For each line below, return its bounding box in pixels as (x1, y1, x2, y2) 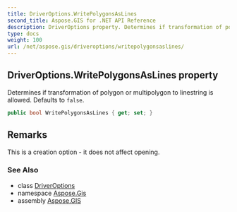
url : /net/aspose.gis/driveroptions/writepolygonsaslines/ (7, 43, 185, 50)
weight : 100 (7, 37, 42, 44)
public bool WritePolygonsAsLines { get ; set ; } (7, 109, 153, 117)
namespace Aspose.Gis (17, 189, 87, 197)
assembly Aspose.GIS (17, 196, 81, 205)
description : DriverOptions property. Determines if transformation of (7, 23, 222, 30)
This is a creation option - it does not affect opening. (7, 148, 160, 156)
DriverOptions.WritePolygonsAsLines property (7, 69, 219, 81)
